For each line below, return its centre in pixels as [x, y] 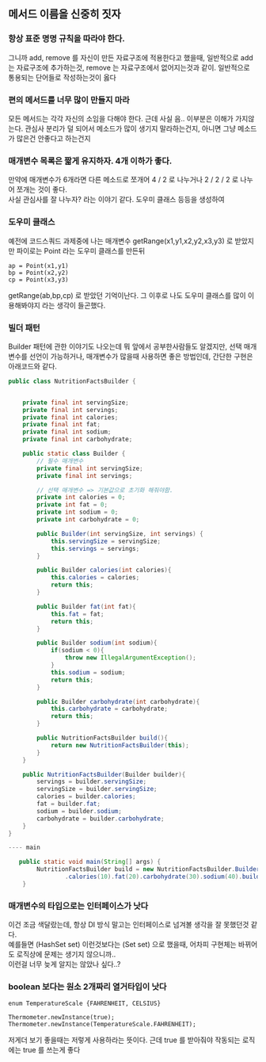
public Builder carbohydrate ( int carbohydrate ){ [118, 701]
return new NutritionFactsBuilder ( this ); [120, 745]
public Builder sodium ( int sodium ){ [97, 643]
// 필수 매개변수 [60, 461]
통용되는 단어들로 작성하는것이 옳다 [62, 77]
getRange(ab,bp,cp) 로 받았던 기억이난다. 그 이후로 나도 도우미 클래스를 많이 [127, 295]
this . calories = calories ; [95, 578]
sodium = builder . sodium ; [80, 811]
